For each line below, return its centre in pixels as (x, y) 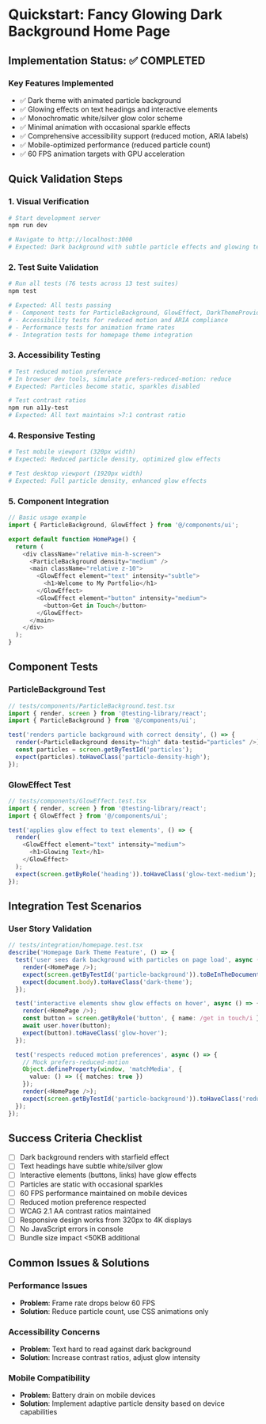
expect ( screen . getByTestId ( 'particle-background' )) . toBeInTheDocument (141, 974)
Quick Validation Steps (66, 179)
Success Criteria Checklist (75, 1138)
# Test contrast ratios (47, 401)
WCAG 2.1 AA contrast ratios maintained (85, 1211)
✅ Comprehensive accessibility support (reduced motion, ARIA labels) (134, 135)
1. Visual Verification (49, 202)
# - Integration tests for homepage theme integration (101, 335)
